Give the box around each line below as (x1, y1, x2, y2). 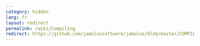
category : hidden (5, 8, 49, 15)
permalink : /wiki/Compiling (5, 25, 76, 32)
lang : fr (5, 14, 27, 20)
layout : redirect (5, 20, 49, 26)
